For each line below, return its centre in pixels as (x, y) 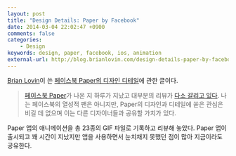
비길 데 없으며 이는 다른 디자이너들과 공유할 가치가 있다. (100, 112)
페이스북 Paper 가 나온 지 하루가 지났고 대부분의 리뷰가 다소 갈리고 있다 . (122, 95)
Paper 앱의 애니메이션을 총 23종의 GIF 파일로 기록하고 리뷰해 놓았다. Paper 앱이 (117, 128)
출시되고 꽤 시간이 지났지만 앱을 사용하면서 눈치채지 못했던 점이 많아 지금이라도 (115, 136)
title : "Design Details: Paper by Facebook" (73, 20)
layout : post (26, 14)
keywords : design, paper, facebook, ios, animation (84, 53)
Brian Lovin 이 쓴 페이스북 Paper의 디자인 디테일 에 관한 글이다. (93, 80)
